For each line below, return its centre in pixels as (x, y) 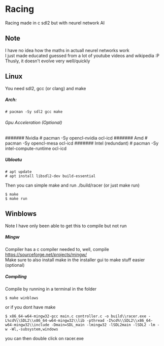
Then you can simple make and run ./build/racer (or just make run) (72, 185)
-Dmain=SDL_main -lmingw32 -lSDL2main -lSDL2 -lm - (106, 325)
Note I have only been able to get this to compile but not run (66, 226)
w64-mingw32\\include (27, 325)
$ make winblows (22, 298)
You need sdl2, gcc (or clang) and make (46, 88)
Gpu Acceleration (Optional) (34, 123)
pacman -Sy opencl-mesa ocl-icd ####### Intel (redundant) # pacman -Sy (82, 143)
